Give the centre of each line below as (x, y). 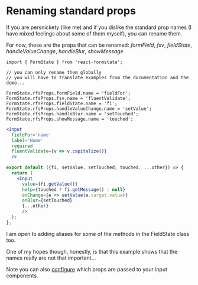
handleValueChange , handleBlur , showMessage (65, 51)
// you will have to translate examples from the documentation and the (98, 77)
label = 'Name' (27, 140)
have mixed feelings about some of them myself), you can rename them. (94, 33)
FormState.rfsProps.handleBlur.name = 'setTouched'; (72, 114)
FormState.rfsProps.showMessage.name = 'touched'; (70, 119)
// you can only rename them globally (54, 72)
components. (22, 276)
